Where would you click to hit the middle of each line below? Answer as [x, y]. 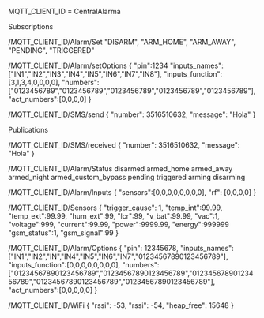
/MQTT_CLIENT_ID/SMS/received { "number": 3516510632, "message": [124, 145]
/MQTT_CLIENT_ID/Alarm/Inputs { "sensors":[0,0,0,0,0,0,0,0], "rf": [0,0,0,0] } [132, 192]
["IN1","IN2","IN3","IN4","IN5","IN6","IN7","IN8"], [85, 74]
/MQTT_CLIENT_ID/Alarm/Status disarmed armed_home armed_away [121, 168]
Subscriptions [31, 26]
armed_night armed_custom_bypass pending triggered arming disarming [127, 177]
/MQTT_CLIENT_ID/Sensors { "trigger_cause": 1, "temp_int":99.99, [115, 208]
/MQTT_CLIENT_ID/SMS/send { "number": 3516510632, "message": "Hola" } [132, 114]
